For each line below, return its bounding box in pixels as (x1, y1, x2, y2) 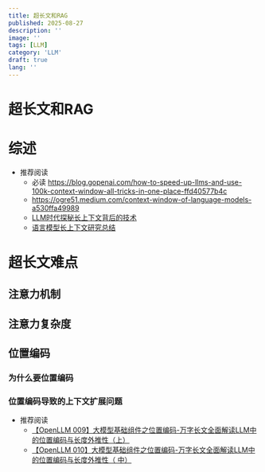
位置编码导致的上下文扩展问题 (8, 396, 123, 407)
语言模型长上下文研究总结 (31, 222, 116, 232)
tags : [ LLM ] (8, 41, 48, 49)
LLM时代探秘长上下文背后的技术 (31, 213, 138, 222)
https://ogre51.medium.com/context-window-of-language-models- (31, 194, 252, 204)
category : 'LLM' (8, 49, 62, 57)
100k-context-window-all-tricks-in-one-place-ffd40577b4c (31, 186, 228, 196)
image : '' (8, 33, 41, 42)
